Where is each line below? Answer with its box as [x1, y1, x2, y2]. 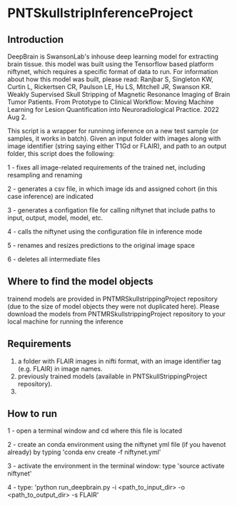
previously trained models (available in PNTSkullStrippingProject [17, 372, 208, 381]
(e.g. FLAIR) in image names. [17, 364, 103, 373]
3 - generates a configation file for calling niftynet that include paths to [7, 206, 216, 215]
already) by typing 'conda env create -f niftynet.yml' [7, 448, 161, 457]
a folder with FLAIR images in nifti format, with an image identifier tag [17, 356, 221, 365]
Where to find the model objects [7, 276, 153, 288]
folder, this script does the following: [7, 150, 115, 158]
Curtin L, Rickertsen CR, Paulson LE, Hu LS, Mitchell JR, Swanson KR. [7, 83, 212, 91]
